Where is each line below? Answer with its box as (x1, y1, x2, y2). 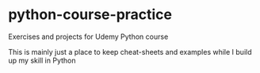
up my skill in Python (8, 56, 76, 65)
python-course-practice (8, 6, 173, 24)
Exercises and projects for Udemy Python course (8, 32, 169, 41)
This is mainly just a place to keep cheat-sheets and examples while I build (8, 47, 252, 56)
